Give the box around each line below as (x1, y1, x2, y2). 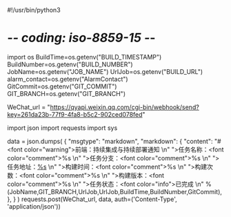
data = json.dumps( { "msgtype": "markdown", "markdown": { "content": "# (7, 137, 222, 145)
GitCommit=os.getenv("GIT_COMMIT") (7, 82, 117, 91)
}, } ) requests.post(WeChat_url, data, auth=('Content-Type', (7, 195, 177, 203)
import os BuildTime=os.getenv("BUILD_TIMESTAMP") (7, 53, 162, 61)
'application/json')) (7, 202, 61, 210)
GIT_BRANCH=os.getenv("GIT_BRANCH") (7, 89, 126, 97)
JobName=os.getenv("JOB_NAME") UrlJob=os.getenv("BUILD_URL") (7, 67, 203, 75)
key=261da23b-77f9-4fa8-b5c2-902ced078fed (7, 110, 143, 118)
